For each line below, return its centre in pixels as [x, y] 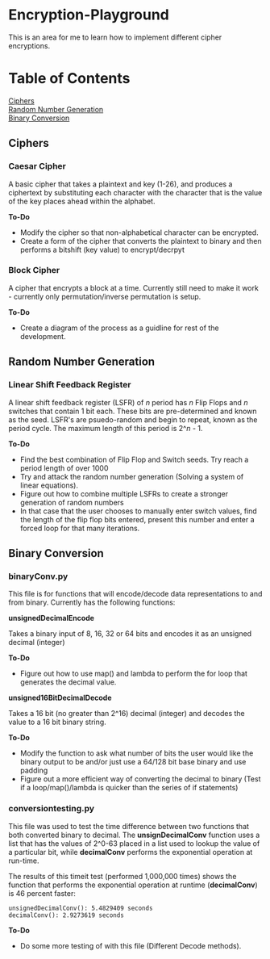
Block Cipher [34, 270]
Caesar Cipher [37, 166]
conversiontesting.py [52, 809]
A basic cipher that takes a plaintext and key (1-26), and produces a [120, 184]
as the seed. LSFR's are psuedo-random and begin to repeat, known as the [133, 419]
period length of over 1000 [64, 468]
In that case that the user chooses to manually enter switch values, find [139, 511]
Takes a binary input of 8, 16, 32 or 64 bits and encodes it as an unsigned [130, 634]
